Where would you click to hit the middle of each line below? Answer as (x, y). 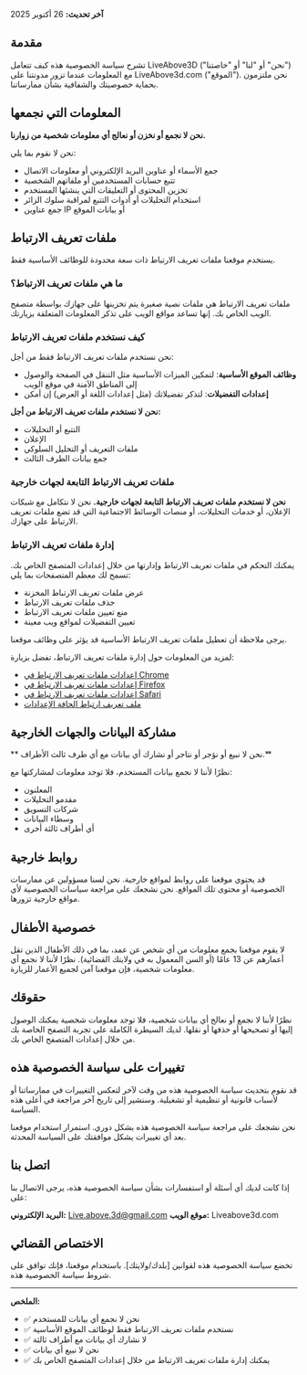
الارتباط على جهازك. (44, 522)
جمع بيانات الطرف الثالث (66, 459)
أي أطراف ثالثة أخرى (59, 829)
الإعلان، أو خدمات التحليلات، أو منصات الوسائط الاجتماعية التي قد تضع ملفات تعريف (150, 512)
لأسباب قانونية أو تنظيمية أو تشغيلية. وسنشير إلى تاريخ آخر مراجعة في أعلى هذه (144, 1099)
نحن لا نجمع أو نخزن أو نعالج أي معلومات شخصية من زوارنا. (108, 135)
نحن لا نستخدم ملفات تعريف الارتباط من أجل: (86, 412)
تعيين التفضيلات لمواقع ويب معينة (79, 621)
